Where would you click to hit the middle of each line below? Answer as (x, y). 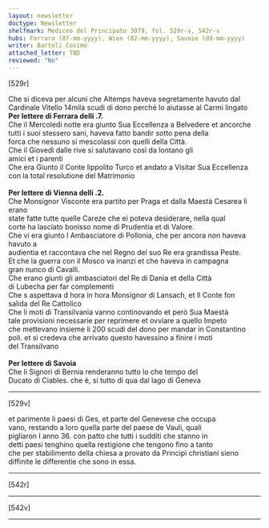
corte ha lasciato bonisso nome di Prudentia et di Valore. (101, 226)
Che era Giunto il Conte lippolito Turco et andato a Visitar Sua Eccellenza (128, 167)
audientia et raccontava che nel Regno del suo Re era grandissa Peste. (125, 252)
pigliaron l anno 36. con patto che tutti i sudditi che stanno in (108, 436)
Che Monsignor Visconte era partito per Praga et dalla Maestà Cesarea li (128, 201)
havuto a (23, 244)
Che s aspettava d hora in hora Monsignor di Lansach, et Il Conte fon (122, 294)
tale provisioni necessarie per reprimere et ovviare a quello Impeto (118, 320)
